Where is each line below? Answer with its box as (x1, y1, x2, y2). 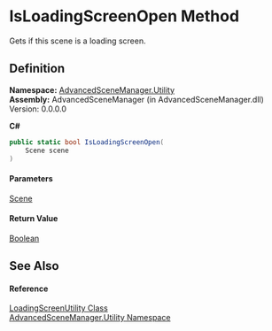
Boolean (9, 233, 40, 243)
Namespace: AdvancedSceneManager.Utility (9, 84, 175, 95)
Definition (9, 61, 65, 76)
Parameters (9, 173, 53, 183)
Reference (9, 283, 49, 294)
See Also (9, 258, 59, 273)
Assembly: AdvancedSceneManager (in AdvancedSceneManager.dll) (9, 94, 264, 104)
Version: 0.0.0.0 (9, 104, 67, 114)
